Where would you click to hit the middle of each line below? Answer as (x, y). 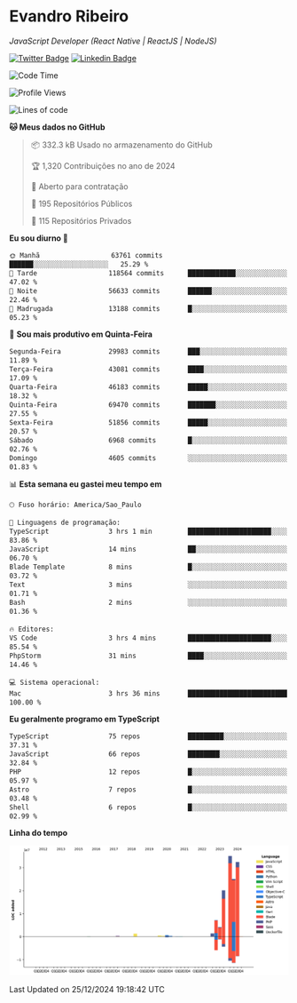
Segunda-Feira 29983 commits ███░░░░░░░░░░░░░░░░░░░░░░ (148, 351)
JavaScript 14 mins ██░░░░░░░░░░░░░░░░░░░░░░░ (148, 549)
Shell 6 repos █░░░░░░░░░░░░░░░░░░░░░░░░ (148, 807)
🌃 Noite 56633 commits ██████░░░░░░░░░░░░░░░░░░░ (148, 291)
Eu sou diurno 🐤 (39, 238)
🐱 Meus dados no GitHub (57, 127)
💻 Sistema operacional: (55, 682)
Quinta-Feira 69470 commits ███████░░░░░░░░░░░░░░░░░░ (148, 405)
